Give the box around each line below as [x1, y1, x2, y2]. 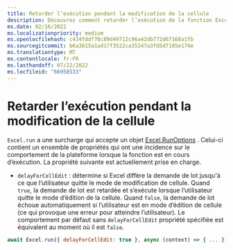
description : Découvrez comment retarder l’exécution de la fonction [7, 17, 213, 24]
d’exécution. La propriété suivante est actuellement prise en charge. [7, 158, 202, 167]
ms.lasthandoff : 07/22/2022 [7, 62, 89, 69]
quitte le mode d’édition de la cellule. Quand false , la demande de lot [17, 194, 215, 202]
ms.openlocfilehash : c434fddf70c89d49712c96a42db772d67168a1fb [7, 36, 194, 43]
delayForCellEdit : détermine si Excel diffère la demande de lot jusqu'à [17, 172, 221, 180]
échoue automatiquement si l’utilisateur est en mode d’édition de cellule [17, 201, 223, 209]
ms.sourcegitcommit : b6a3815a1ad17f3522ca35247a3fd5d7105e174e [7, 42, 194, 49]
